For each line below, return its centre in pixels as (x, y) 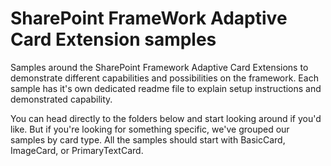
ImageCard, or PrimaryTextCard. (77, 150)
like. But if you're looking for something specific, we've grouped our (150, 129)
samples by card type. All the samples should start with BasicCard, (148, 139)
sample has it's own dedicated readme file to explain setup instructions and (166, 88)
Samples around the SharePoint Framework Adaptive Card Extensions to (159, 67)
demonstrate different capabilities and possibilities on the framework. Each (164, 78)
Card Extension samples (113, 39)
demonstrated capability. (61, 99)
